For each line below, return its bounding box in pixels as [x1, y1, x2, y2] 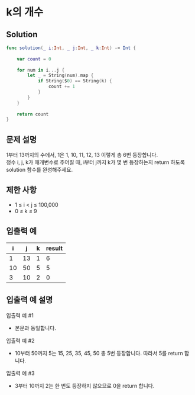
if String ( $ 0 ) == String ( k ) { [37, 78, 112, 84]
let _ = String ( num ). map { [27, 72, 94, 79]
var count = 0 [17, 56, 51, 62]
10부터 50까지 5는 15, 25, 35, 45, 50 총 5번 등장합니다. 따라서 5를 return [14, 349, 183, 357]
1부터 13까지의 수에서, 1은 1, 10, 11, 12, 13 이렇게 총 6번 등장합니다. [6, 152, 158, 159]
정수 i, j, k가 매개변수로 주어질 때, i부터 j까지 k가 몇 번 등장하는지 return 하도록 [6, 159, 185, 166]
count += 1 [48, 84, 76, 89]
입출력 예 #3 [6, 370, 35, 377]
